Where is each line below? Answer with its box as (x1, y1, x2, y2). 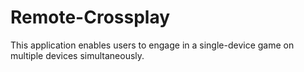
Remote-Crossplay (10, 6, 171, 29)
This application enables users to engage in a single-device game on (10, 39, 295, 51)
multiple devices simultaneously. (10, 49, 145, 61)
